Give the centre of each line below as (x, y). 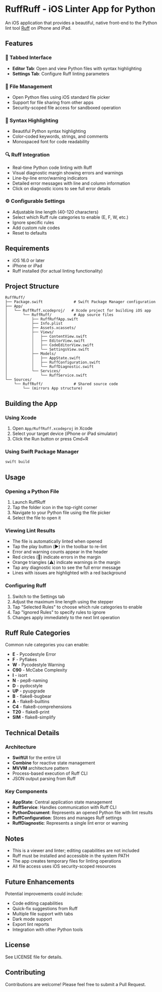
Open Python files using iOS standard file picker (61, 97)
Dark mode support (32, 919)
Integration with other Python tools (47, 930)
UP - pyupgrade (29, 691)
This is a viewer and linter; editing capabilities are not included (76, 851)
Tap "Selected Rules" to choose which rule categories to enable (77, 607)
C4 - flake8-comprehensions (42, 707)
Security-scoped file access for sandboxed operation (66, 108)
